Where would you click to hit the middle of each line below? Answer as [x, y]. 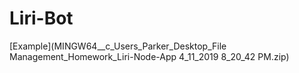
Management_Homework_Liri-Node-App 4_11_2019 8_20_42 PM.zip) [149, 56]
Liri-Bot [41, 18]
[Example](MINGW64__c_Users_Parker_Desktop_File [118, 46]
